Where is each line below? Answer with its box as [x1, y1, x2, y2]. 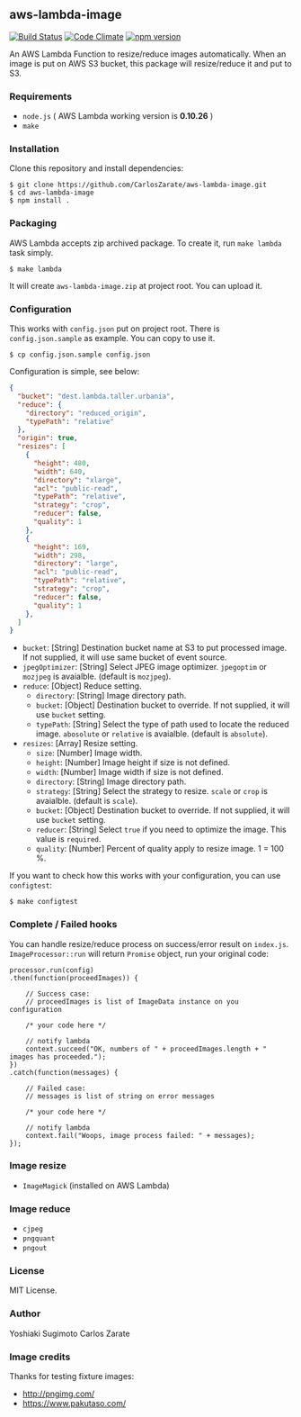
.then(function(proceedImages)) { [9, 973, 139, 982]
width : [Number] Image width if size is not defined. [35, 767, 224, 778]
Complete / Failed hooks [9, 918, 118, 931]
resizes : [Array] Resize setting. [22, 738, 138, 749]
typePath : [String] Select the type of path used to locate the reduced [35, 719, 289, 730]
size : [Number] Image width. [35, 747, 143, 759]
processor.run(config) [9, 965, 94, 975]
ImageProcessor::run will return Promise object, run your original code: [9, 948, 270, 959]
